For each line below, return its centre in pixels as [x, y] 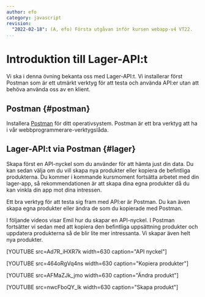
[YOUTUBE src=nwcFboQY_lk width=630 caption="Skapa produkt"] [92, 287]
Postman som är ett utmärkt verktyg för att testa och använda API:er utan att [102, 83]
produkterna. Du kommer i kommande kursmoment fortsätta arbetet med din [103, 177]
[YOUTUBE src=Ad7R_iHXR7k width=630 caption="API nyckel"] [87, 251]
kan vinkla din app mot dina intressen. [54, 190]
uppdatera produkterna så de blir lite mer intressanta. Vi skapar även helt [99, 233]
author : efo [21, 12]
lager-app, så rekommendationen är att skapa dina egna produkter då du [98, 183]
